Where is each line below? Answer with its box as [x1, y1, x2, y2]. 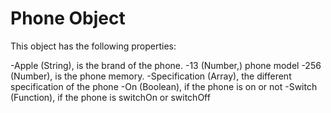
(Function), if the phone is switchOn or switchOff [10, 91, 211, 103]
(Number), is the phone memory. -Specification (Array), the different [10, 70, 292, 82]
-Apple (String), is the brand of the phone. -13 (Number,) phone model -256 [10, 59, 322, 71]
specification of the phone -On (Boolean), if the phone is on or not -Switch [10, 80, 318, 92]
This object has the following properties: [10, 40, 177, 52]
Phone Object [10, 7, 126, 30]
